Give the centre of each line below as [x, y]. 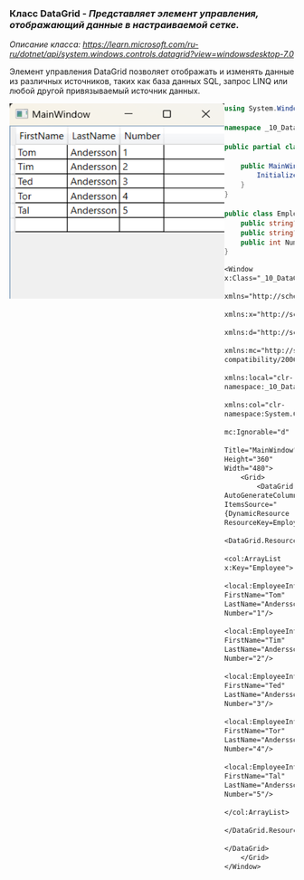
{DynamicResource [257, 514]
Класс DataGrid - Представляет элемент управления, [134, 14]
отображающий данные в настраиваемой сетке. [124, 24]
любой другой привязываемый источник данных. [105, 91]
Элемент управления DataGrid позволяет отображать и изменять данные [152, 72]
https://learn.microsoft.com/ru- [141, 44]
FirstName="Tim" [255, 641]
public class [249, 214]
